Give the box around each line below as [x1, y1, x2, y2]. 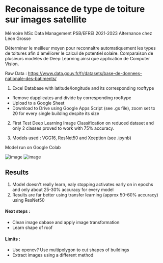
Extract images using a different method [12, 252, 94, 258]
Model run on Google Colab [5, 144, 61, 150]
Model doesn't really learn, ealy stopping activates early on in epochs [12, 181, 153, 187]
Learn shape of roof [12, 225, 53, 230]
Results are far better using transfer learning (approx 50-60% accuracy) [12, 191, 159, 198]
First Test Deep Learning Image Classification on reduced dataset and [12, 120, 154, 126]
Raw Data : [5, 70, 27, 76]
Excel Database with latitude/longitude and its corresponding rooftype [12, 85, 154, 91]
